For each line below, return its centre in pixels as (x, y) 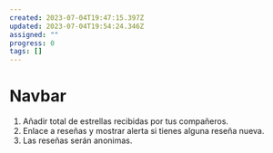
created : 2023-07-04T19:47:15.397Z (77, 18)
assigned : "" (34, 34)
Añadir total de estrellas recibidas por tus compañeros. (126, 121)
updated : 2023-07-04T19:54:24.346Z (77, 26)
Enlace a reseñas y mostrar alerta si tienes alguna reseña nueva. (143, 131)
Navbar (38, 96)
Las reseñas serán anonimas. (77, 140)
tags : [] (26, 52)
